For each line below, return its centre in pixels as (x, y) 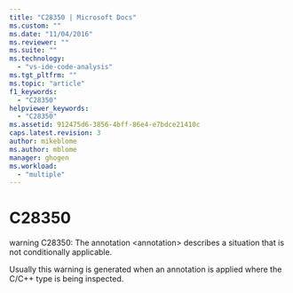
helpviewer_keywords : (49, 108)
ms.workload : (33, 166)
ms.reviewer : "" (39, 42)
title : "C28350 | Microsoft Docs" (73, 17)
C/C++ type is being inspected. (67, 279)
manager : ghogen (39, 158)
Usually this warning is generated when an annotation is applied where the (146, 269)
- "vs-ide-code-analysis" (65, 67)
